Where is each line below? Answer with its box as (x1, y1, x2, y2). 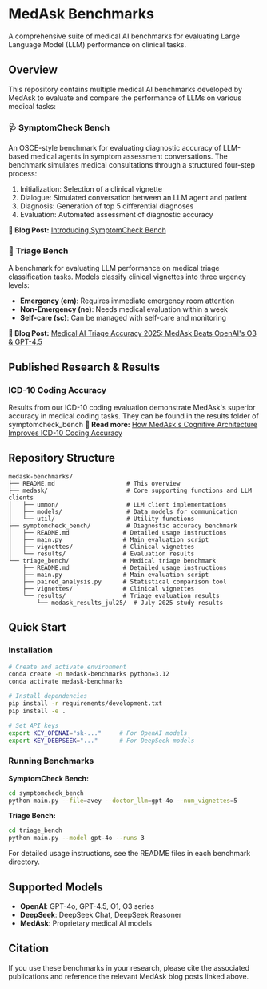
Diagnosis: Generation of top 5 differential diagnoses (19, 201, 194, 211)
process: (8, 169, 38, 179)
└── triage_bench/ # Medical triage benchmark (8, 556, 217, 565)
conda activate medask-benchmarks (8, 678, 124, 686)
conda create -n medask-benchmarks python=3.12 (8, 670, 170, 678)
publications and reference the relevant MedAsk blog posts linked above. (8, 971, 249, 981)
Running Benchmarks (8, 755, 94, 766)
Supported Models (8, 880, 103, 894)
